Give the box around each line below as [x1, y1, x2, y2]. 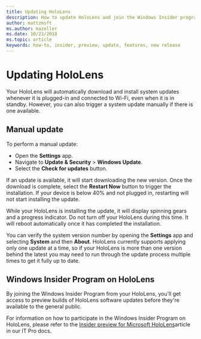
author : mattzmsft [6, 20, 52, 26]
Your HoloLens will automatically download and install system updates [6, 88, 179, 95]
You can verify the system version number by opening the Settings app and [6, 232, 193, 239]
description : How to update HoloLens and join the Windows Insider [6, 14, 178, 20]
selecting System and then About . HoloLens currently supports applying [6, 238, 186, 245]
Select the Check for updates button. [14, 164, 108, 172]
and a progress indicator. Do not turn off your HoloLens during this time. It [6, 214, 188, 221]
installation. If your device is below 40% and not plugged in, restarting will [6, 189, 189, 196]
